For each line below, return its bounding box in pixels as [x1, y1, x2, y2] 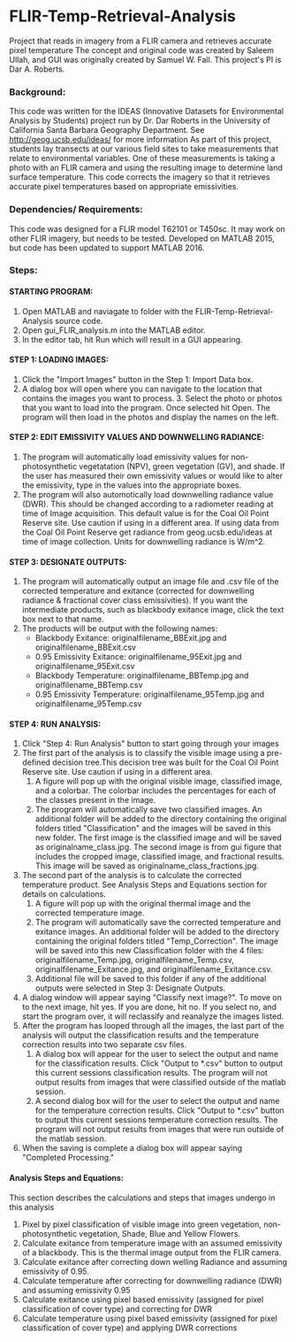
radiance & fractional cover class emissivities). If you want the [21, 595, 248, 605]
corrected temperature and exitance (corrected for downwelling [21, 586, 254, 597]
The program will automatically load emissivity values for [21, 451, 230, 462]
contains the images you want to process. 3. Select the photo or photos [21, 392, 283, 404]
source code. [55, 315, 103, 326]
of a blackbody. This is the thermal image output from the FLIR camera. [21, 1246, 282, 1258]
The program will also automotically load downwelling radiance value [21, 490, 274, 500]
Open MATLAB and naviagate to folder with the [21, 305, 194, 316]
